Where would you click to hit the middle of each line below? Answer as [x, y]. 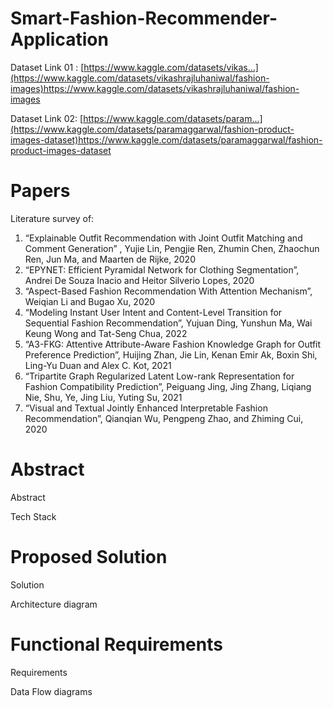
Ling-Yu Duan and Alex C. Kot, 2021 [98, 365]
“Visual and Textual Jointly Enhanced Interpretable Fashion [146, 408]
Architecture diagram [54, 604]
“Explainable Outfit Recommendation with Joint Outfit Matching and [163, 238]
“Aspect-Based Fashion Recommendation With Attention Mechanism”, [168, 291]
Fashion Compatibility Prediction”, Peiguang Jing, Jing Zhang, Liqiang [168, 386]
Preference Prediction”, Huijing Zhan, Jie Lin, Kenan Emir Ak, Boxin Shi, [171, 354]
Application [59, 39]
